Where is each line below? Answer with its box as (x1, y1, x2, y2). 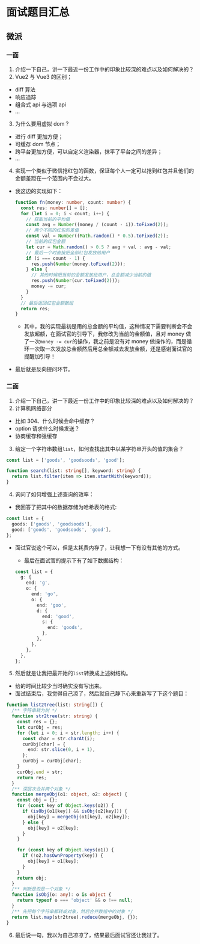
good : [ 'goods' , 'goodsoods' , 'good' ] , (11, 527, 112, 533)
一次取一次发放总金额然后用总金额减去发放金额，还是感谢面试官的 (29, 345, 193, 352)
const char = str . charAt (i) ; (22, 735, 95, 741)
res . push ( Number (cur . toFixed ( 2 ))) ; (31, 278, 121, 284)
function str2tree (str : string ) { (11, 713, 98, 719)
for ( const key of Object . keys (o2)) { (17, 803, 114, 809)
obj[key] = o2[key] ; (28, 825, 79, 831)
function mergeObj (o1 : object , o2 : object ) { (11, 791, 128, 797)
